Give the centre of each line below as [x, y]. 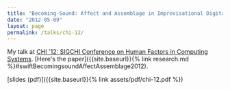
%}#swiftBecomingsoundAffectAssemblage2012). [78, 66]
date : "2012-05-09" [35, 20]
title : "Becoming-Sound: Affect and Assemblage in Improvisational [105, 13]
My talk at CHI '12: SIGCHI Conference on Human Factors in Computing [108, 52]
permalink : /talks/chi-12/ [46, 32]
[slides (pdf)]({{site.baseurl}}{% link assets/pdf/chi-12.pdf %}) [95, 80]
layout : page [26, 26]
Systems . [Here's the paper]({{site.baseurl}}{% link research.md [98, 59]
